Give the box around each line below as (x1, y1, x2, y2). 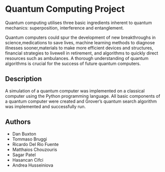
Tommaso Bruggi (12, 136, 47, 142)
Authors (5, 118, 31, 126)
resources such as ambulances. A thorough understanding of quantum (5, 55, 149, 61)
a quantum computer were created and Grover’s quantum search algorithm (5, 98, 157, 104)
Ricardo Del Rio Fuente (12, 141, 59, 147)
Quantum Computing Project (5, 3, 125, 15)
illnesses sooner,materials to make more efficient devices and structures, (5, 45, 154, 51)
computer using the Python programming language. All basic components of (5, 93, 161, 99)
